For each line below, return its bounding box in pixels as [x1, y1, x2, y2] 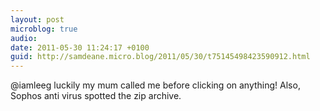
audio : [10, 33, 38, 43]
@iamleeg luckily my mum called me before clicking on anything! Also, [10, 79, 301, 91]
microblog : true [10, 24, 78, 34]
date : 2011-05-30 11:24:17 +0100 [10, 42, 150, 53]
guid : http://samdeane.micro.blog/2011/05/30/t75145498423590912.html [10, 52, 311, 62]
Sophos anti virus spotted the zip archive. [10, 90, 182, 102]
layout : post [10, 14, 65, 25]
